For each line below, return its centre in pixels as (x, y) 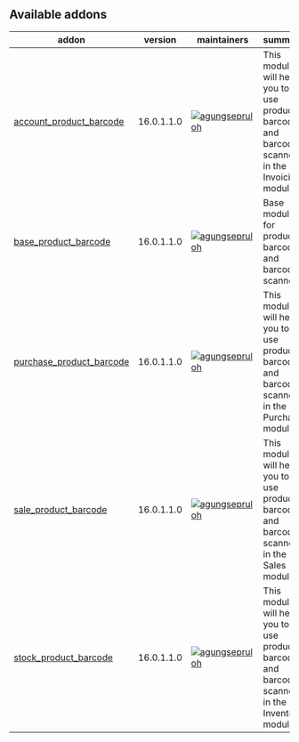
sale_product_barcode (61, 509)
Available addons (58, 15)
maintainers (223, 39)
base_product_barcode (62, 241)
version (160, 39)
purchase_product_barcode (72, 361)
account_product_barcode (69, 121)
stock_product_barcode (64, 657)
